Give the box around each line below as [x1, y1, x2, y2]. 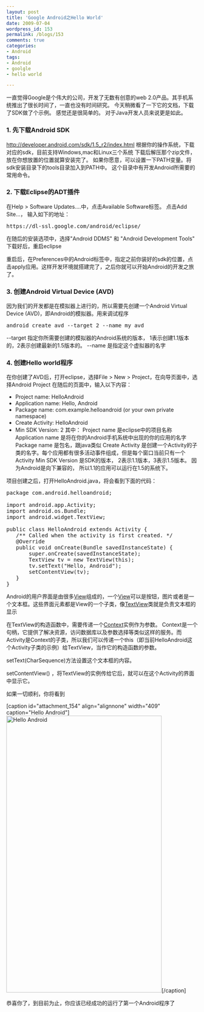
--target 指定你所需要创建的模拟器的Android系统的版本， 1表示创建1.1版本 [6, 334, 189, 341]
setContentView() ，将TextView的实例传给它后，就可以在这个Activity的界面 [6, 670, 195, 677]
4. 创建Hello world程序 [6, 358, 73, 367]
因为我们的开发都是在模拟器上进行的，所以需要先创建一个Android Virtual [6, 302, 188, 310]
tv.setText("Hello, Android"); [29, 562, 122, 570]
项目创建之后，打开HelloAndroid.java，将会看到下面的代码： [6, 477, 157, 484]
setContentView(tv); [29, 568, 90, 576]
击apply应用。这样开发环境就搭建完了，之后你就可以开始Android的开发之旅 [6, 263, 194, 270]
